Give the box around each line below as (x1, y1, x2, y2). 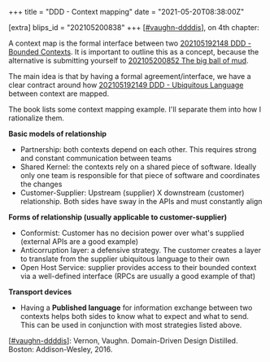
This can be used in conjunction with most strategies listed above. (20, 321, 242, 329)
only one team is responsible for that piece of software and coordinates (20, 171, 260, 180)
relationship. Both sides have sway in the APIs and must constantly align (20, 197, 263, 206)
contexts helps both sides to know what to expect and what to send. (20, 312, 250, 321)
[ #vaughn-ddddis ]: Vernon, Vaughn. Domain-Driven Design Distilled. (8, 336, 238, 345)
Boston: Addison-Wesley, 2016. (8, 345, 113, 354)
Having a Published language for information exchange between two (20, 303, 253, 312)
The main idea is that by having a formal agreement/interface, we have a (8, 72, 251, 81)
